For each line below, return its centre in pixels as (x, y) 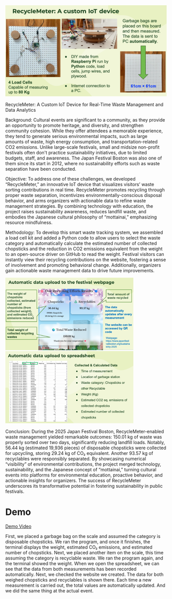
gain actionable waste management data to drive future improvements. (80, 270)
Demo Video (18, 526)
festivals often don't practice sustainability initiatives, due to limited (76, 152)
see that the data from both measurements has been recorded (71, 569)
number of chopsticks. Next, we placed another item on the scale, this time (84, 553)
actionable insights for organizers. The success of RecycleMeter (73, 481)
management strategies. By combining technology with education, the (79, 206)
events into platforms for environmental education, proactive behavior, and (84, 475)
